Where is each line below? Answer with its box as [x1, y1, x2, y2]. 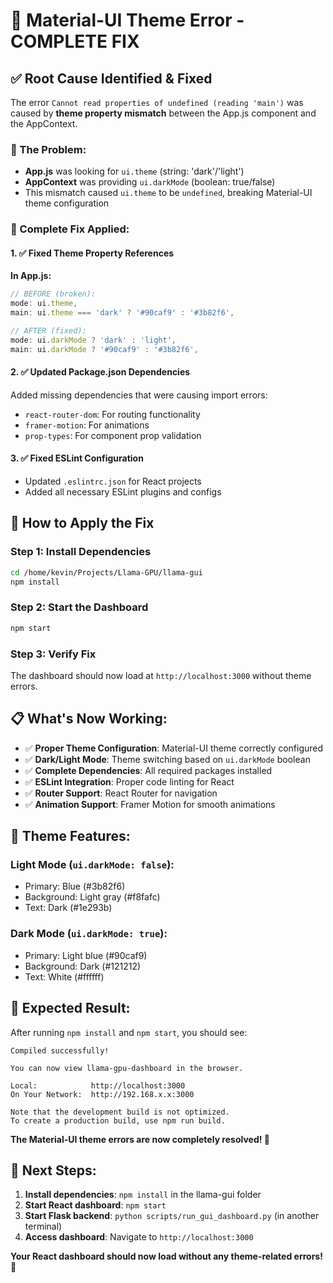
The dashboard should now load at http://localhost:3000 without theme [10, 669, 312, 681]
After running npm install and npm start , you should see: [10, 1026, 248, 1038]
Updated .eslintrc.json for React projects [24, 475, 202, 488]
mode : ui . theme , [10, 299, 78, 309]
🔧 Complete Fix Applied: [10, 222, 130, 236]
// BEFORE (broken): [10, 289, 97, 299]
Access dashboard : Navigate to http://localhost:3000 [24, 1231, 254, 1243]
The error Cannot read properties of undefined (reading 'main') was [10, 97, 304, 108]
